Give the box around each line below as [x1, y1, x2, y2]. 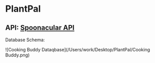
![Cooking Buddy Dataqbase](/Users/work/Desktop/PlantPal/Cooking [5, 47, 150, 52]
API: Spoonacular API [5, 23, 75, 32]
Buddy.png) [5, 52, 30, 58]
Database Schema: [5, 37, 45, 43]
